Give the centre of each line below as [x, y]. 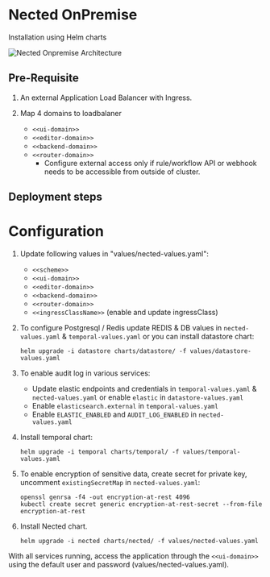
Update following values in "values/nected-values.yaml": [114, 254]
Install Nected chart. [54, 526]
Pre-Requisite [44, 78]
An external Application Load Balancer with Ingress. [106, 98]
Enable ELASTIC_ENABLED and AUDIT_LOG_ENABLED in [114, 415]
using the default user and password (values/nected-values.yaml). [119, 565]
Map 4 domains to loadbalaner [71, 113]
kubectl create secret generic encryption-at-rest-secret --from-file [141, 504]
